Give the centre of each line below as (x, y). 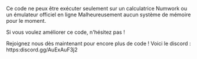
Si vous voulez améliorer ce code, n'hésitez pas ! (65, 32)
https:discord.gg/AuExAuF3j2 (42, 50)
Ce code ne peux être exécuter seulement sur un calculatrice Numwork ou (97, 8)
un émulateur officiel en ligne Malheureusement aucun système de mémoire (98, 15)
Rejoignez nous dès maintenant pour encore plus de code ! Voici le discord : (98, 44)
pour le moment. (26, 21)
